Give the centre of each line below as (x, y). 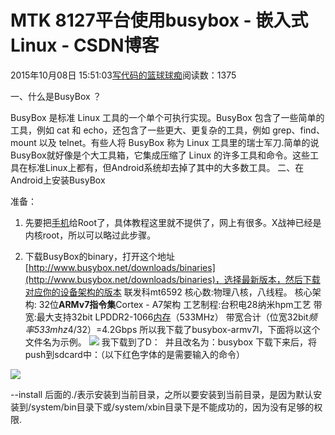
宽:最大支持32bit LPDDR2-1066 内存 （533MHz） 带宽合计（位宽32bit (166, 317)
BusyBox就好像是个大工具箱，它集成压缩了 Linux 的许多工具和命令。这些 (160, 155)
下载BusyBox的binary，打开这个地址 (99, 256)
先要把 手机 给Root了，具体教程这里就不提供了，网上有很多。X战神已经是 (173, 222)
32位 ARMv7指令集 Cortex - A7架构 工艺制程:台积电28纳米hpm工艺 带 (180, 304)
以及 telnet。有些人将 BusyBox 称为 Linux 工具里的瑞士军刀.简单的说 (179, 142)
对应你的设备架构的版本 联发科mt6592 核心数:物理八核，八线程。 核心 (168, 292)
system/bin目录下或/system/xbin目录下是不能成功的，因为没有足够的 (173, 407)
